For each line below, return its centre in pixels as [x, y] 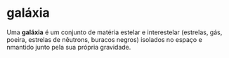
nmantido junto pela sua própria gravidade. [69, 47]
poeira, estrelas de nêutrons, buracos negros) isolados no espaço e [105, 39]
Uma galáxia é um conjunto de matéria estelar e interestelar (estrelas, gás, [115, 32]
